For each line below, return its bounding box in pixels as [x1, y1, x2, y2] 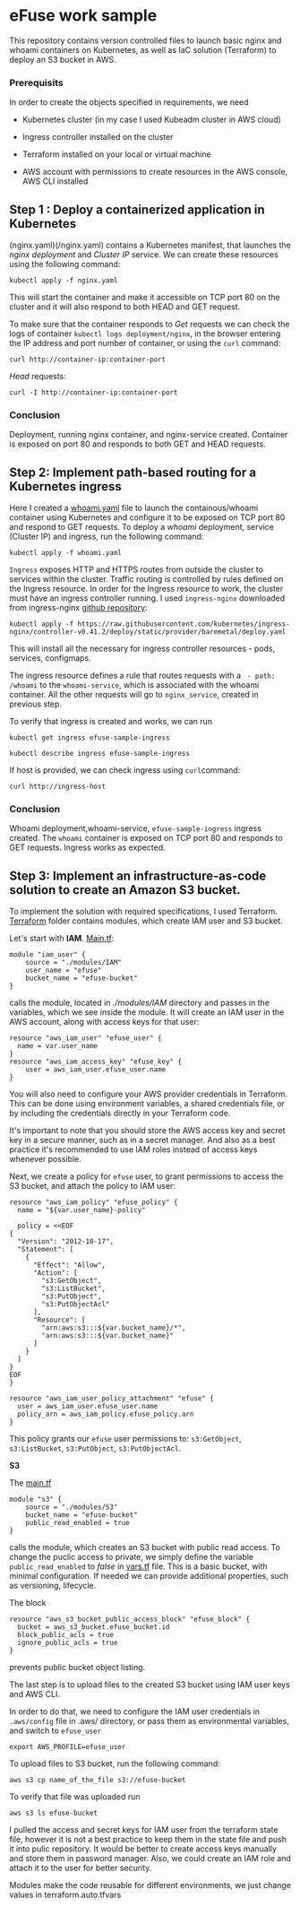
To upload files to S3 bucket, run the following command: [9, 1758, 221, 1769]
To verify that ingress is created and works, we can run [9, 716, 213, 727]
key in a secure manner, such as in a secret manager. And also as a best [9, 1135, 276, 1146]
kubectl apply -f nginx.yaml [9, 276, 118, 285]
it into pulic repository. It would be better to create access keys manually [9, 1843, 278, 1854]
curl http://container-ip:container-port [9, 355, 167, 364]
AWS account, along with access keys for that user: [9, 1017, 200, 1027]
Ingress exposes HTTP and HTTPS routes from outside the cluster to [9, 564, 264, 575]
